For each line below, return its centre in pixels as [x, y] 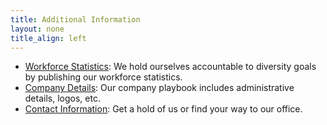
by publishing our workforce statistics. [103, 77]
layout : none [37, 29]
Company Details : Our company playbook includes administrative [159, 88]
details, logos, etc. [62, 98]
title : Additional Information [75, 19]
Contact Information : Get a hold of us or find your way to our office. [163, 109]
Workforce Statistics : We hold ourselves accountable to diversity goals [170, 67]
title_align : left [48, 38]
